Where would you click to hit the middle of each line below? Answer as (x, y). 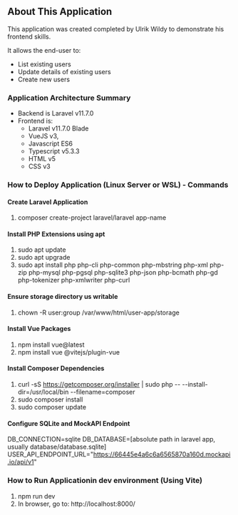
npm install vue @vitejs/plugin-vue (68, 352)
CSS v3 (40, 166)
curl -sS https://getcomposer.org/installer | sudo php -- (99, 384)
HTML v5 (42, 159)
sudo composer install (50, 399)
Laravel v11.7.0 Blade (58, 128)
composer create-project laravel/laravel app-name (92, 218)
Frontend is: (35, 121)
